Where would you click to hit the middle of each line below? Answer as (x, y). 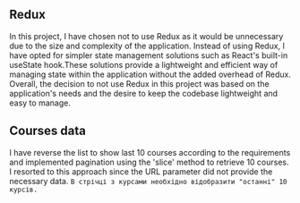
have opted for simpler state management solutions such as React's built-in (149, 55)
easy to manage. (40, 103)
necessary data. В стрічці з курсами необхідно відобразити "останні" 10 (149, 181)
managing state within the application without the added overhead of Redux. (150, 74)
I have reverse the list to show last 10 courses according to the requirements (150, 152)
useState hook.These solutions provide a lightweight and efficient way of (144, 64)
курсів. (24, 190)
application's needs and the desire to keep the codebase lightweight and (144, 93)
